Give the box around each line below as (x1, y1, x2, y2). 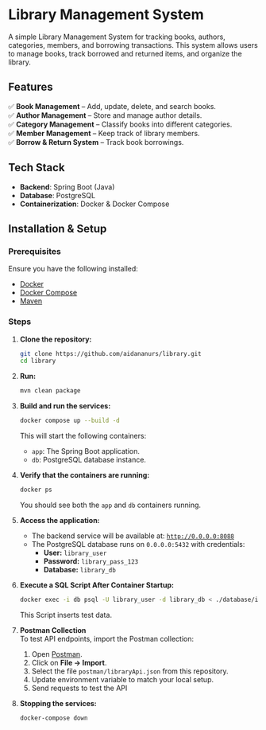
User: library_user (43, 548, 107, 557)
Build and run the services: (19, 401, 111, 411)
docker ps (19, 486, 53, 494)
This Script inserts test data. (19, 610, 113, 619)
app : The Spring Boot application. (31, 447, 141, 456)
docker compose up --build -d (19, 416, 121, 425)
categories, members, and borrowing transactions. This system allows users (8, 40, 258, 49)
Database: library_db (43, 564, 117, 574)
